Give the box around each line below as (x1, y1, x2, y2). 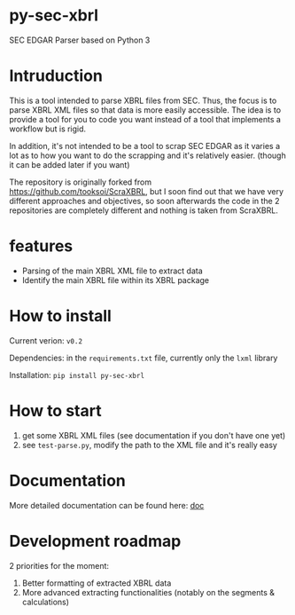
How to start (9, 400, 102, 421)
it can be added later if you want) (9, 159, 130, 170)
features (9, 236, 74, 256)
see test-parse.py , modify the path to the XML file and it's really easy (21, 439, 277, 450)
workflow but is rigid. (9, 123, 87, 134)
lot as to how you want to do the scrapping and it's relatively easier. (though (9, 150, 286, 161)
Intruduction (9, 66, 104, 86)
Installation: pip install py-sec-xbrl (9, 369, 144, 380)
